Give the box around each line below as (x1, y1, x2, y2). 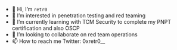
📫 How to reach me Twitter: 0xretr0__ (11, 37, 105, 45)
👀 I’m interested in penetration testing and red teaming (11, 12, 146, 19)
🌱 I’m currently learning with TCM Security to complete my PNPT (11, 18, 172, 25)
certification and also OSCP (11, 24, 80, 32)
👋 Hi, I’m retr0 (11, 6, 48, 12)
